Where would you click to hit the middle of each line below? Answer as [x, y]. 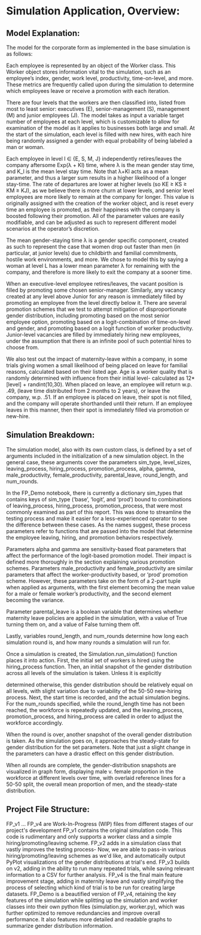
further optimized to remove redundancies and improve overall [83, 913]
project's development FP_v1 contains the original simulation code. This [94, 830]
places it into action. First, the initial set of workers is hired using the [90, 660]
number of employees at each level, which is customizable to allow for [93, 122]
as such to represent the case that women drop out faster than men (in [93, 246]
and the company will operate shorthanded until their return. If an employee [99, 403]
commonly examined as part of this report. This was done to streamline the [99, 512]
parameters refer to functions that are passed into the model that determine [99, 531]
